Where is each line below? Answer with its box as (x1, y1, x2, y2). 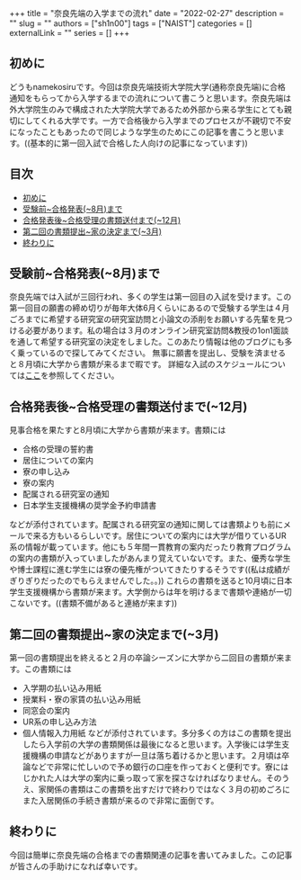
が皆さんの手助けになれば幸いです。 (9, 860, 143, 871)
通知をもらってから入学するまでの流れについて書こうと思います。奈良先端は (9, 93, 292, 103)
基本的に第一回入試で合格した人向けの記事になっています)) (30, 138, 249, 148)
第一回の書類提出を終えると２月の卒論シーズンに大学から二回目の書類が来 (9, 652, 285, 663)
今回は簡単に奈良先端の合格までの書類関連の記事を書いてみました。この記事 (9, 849, 293, 860)
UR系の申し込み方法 (22, 716, 97, 727)
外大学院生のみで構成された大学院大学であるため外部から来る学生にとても (9, 103, 285, 114)
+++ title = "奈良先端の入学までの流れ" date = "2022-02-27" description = (9, 8, 285, 18)
